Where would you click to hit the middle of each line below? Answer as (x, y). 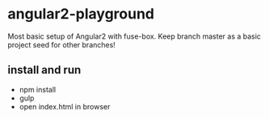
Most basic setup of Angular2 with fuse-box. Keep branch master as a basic (134, 36)
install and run (44, 70)
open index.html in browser (65, 106)
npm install (38, 89)
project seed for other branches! (62, 44)
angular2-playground (81, 14)
